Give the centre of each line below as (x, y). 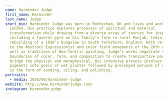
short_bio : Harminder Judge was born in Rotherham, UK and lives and (79, 24)
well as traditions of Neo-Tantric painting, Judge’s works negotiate (85, 51)
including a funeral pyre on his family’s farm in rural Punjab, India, (87, 38)
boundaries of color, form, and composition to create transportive (82, 56)
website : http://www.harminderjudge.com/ (49, 84)
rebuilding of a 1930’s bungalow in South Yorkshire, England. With (82, 42)
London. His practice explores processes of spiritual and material (82, 28)
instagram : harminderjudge (33, 89)
